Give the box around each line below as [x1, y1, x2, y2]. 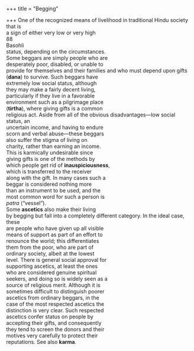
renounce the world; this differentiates [6, 238, 99, 244]
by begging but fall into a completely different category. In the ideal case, [6, 212, 185, 219]
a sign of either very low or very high [6, 29, 96, 36]
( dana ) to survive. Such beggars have [6, 74, 99, 80]
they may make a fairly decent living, [6, 86, 96, 93]
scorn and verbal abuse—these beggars [6, 130, 105, 137]
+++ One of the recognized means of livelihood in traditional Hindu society [6, 17, 188, 23]
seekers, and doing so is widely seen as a [6, 276, 108, 282]
